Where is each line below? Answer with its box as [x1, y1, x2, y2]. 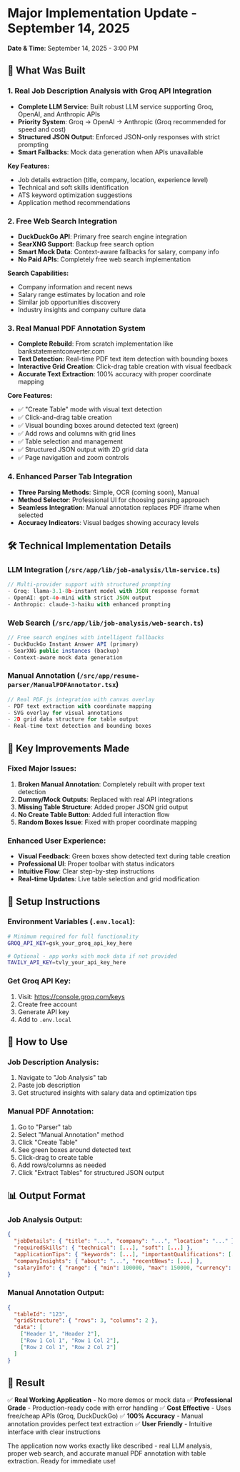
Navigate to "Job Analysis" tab [17, 1073, 107, 1082]
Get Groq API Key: [7, 976, 71, 986]
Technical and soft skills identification [17, 183, 129, 191]
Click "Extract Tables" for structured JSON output [17, 1168, 164, 1176]
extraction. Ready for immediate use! [7, 1457, 116, 1466]
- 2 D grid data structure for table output [7, 716, 139, 723]
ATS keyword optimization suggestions [17, 191, 133, 199]
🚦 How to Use [7, 1036, 68, 1048]
